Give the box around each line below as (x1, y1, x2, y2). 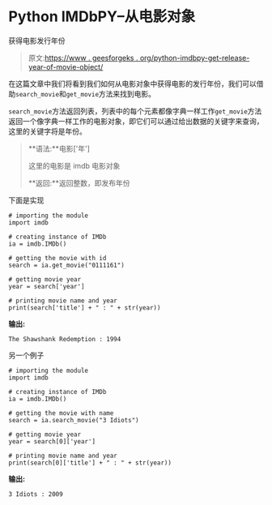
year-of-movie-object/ (28, 62, 104, 71)
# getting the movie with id (8, 254, 107, 262)
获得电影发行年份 (8, 36, 66, 45)
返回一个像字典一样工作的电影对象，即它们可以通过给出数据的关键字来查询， (8, 116, 264, 126)
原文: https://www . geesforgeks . (28, 53, 138, 62)
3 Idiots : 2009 (8, 490, 63, 499)
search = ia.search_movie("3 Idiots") (8, 416, 139, 424)
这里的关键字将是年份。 (8, 126, 87, 136)
